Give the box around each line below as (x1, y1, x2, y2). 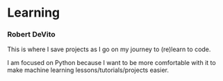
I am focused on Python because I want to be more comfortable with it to (7, 59, 217, 67)
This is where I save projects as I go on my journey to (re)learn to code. (7, 45, 211, 53)
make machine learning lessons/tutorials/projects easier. (7, 66, 169, 74)
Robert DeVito (7, 30, 56, 39)
